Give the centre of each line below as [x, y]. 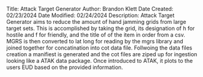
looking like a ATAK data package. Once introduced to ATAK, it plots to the [100, 61]
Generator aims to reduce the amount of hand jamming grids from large [96, 22]
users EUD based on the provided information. [65, 67]
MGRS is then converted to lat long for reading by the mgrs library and [95, 41]
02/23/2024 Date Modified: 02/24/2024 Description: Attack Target [90, 15]
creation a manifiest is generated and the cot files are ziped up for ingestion [102, 54]
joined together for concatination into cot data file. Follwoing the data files [99, 48]
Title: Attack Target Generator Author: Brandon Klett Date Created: [90, 9]
